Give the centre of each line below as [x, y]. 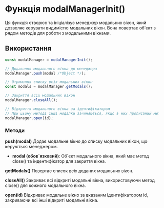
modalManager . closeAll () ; [31, 100]
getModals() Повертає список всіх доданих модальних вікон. [69, 171]
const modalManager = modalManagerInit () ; [49, 60]
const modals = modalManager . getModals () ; [49, 87]
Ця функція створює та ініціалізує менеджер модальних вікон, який [76, 23]
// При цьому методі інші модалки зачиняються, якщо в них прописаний [78, 113]
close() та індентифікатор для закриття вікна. [59, 161]
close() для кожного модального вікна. [46, 185]
